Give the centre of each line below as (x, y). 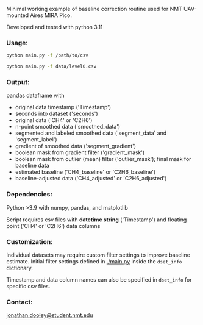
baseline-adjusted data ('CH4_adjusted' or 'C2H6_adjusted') (91, 179)
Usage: (17, 43)
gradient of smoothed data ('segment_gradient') (75, 146)
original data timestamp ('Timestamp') (63, 107)
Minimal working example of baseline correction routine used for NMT (94, 9)
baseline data (32, 166)
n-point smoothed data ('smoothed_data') (68, 127)
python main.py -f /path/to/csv (47, 55)
